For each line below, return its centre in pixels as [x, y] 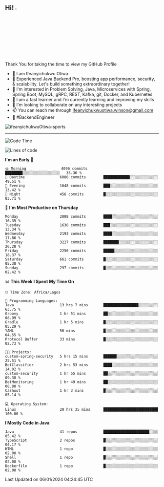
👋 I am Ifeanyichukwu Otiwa [40, 73]
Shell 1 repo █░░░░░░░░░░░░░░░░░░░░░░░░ [82, 457]
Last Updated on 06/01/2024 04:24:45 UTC [49, 479]
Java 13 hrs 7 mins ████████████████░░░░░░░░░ [82, 305]
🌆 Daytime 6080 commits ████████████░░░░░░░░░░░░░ [82, 177]
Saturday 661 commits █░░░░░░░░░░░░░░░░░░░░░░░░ [82, 259]
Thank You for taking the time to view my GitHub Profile [61, 64]
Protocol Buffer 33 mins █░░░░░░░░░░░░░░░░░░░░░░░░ [82, 339]
